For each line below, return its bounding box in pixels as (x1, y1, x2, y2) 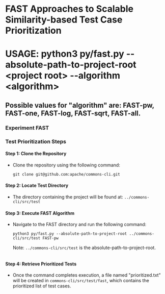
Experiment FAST (5, 124, 49, 131)
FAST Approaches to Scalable (5, 3, 134, 15)
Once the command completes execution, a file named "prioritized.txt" (12, 272, 161, 278)
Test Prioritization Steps (5, 138, 66, 145)
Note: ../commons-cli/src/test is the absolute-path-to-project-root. (12, 244, 156, 251)
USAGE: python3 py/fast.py (5, 48, 125, 60)
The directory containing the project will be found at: (12, 194, 123, 200)
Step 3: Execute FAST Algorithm (5, 210, 75, 216)
